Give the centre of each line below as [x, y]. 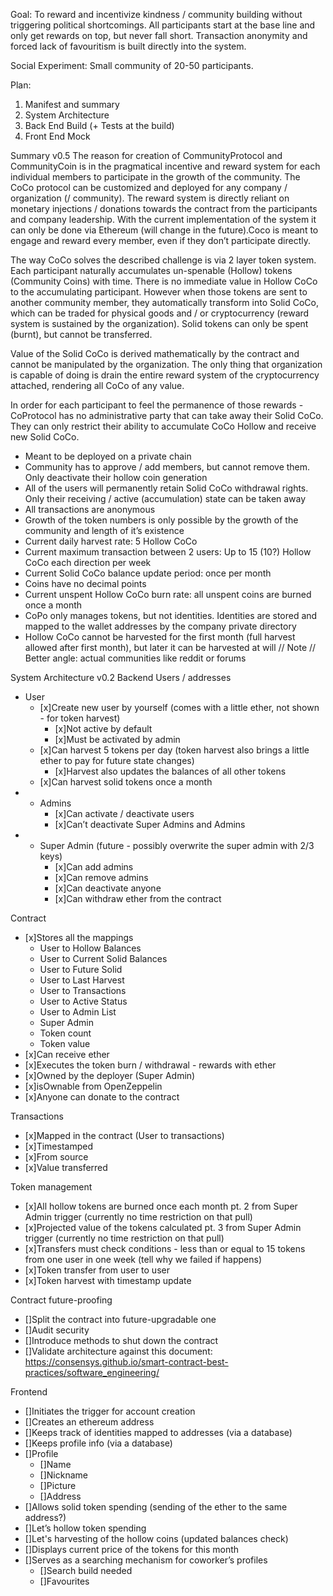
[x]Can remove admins [101, 877]
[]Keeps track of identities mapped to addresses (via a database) [158, 1432]
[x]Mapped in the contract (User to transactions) [124, 1135]
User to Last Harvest [82, 980]
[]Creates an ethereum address [89, 1422]
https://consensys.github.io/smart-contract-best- [126, 1362]
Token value [65, 1043]
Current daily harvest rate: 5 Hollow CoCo [111, 541]
